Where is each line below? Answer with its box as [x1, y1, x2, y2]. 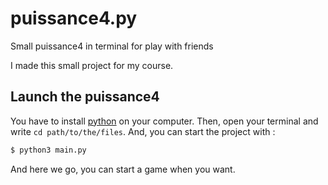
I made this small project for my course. [10, 59, 174, 71]
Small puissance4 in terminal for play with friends [10, 40, 214, 52]
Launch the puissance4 [10, 88, 160, 106]
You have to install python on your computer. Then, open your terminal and [10, 115, 319, 127]
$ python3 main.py [10, 145, 87, 155]
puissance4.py [10, 7, 138, 30]
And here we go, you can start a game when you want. [10, 163, 236, 175]
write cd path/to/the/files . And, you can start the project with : [10, 125, 276, 137]
